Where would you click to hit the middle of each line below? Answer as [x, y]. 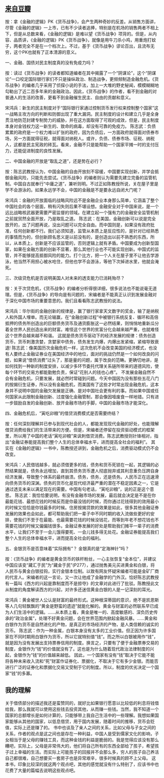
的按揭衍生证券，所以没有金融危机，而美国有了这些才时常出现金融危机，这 [80, 384]
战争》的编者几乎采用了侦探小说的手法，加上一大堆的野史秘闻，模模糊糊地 [84, 85]
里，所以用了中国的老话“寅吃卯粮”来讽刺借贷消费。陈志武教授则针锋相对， [80, 436]
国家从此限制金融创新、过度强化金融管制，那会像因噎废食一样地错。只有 [82, 397]
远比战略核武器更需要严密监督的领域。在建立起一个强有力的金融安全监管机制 [82, 212]
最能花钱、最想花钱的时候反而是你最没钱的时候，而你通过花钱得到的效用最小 [82, 501]
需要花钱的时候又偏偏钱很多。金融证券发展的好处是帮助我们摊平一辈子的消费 [82, 526]
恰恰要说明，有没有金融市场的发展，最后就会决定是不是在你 [96, 495]
